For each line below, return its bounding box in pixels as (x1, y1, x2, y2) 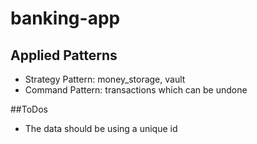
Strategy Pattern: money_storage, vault (24, 73, 186, 85)
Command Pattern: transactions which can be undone (24, 84, 248, 96)
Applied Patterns (10, 47, 118, 64)
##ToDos (10, 103, 48, 115)
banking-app (10, 7, 121, 30)
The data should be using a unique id (24, 123, 178, 134)
